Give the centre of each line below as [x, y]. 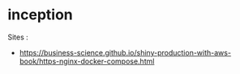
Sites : [18, 37]
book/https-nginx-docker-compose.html [87, 61]
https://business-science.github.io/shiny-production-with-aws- [125, 52]
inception [41, 15]
